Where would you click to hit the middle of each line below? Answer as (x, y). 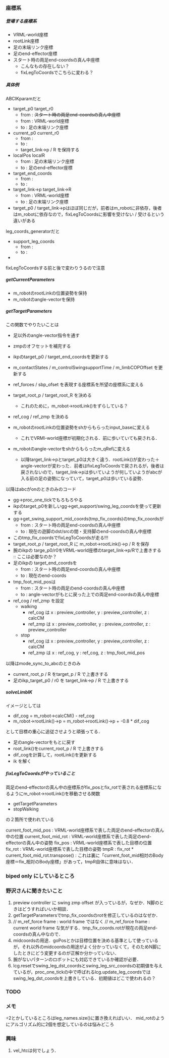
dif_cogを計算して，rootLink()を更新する (55, 754)
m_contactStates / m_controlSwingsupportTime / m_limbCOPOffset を (86, 367)
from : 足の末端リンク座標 (47, 161)
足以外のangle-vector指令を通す (46, 335)
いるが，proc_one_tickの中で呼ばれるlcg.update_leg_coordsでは (84, 972)
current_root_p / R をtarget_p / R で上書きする (61, 674)
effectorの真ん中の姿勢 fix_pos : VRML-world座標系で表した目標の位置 (79, 843)
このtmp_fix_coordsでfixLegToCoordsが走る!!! (61, 538)
